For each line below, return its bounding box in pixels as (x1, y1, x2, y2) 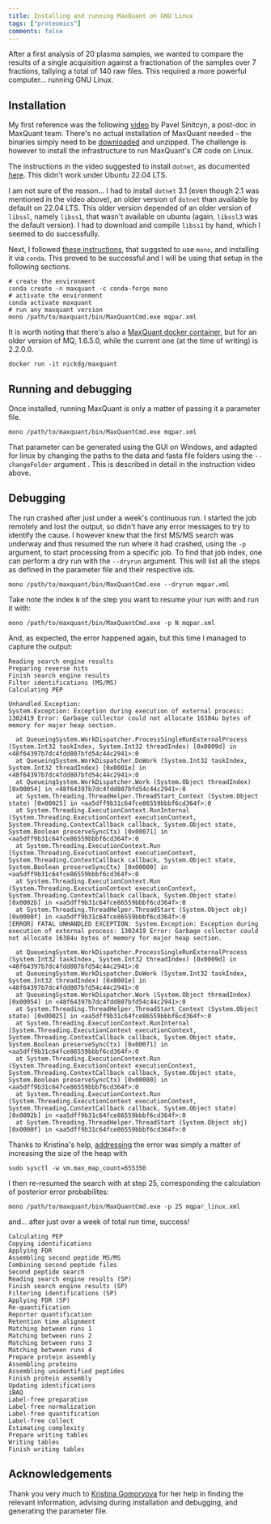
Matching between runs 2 (8, 1331, 92, 1340)
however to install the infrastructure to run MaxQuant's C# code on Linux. (8, 146, 254, 156)
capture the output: (8, 641, 73, 651)
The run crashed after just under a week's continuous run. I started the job (8, 512, 257, 523)
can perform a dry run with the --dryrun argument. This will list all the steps (8, 556, 260, 566)
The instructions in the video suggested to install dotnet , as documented (8, 161, 251, 171)
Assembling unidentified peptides (8, 1367, 125, 1375)
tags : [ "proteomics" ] (8, 19, 82, 28)
